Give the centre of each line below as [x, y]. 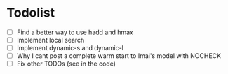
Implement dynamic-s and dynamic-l [70, 48]
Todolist [31, 13]
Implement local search [51, 40]
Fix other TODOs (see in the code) [66, 64]
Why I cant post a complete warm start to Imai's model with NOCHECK [119, 56]
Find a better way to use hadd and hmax [75, 32]
